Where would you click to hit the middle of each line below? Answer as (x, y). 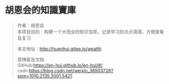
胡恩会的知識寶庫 (41, 10)
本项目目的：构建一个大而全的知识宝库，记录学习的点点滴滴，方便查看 (91, 31)
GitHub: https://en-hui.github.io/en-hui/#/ (60, 65)
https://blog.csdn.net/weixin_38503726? (71, 70)
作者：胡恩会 (30, 25)
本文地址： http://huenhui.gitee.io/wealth (59, 49)
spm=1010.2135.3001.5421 (44, 76)
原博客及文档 (30, 59)
